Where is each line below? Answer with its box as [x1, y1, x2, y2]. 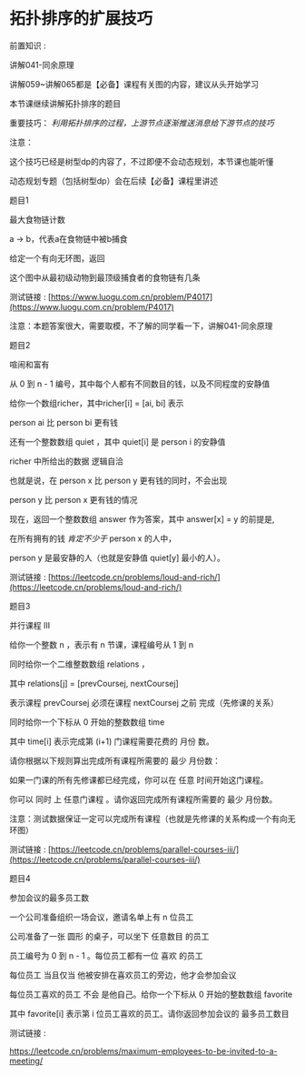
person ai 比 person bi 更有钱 [9, 417, 119, 427]
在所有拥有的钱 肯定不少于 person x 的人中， [9, 533, 177, 544]
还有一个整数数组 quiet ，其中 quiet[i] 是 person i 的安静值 [9, 436, 226, 447]
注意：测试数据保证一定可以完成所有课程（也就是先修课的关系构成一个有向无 [9, 813, 296, 824]
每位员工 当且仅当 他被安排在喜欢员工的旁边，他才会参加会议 [9, 970, 237, 980]
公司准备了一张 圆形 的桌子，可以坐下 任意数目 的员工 [9, 930, 210, 941]
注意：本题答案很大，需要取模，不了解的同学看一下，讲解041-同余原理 [9, 320, 273, 331]
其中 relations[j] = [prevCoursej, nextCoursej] [9, 678, 179, 688]
